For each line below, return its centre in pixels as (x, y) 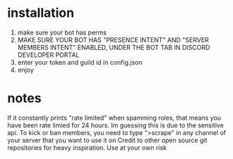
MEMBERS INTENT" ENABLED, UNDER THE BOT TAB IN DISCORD (114, 47)
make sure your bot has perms (62, 32)
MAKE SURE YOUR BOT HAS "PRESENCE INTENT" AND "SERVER (113, 39)
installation (41, 13)
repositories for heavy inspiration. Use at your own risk (87, 147)
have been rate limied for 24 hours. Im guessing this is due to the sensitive (116, 125)
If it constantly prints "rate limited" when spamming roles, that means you (114, 117)
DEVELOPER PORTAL (48, 55)
